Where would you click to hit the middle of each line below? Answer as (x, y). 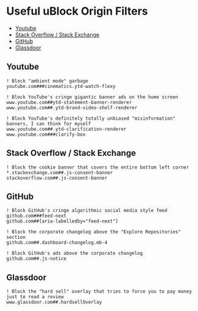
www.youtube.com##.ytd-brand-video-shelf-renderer (72, 108)
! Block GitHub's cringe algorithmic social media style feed (87, 211)
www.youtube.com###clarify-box (46, 134)
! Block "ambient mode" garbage (47, 81)
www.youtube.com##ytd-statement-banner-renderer (69, 102)
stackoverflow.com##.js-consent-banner (57, 178)
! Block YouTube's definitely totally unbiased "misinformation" (91, 118)
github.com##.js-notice (37, 259)
